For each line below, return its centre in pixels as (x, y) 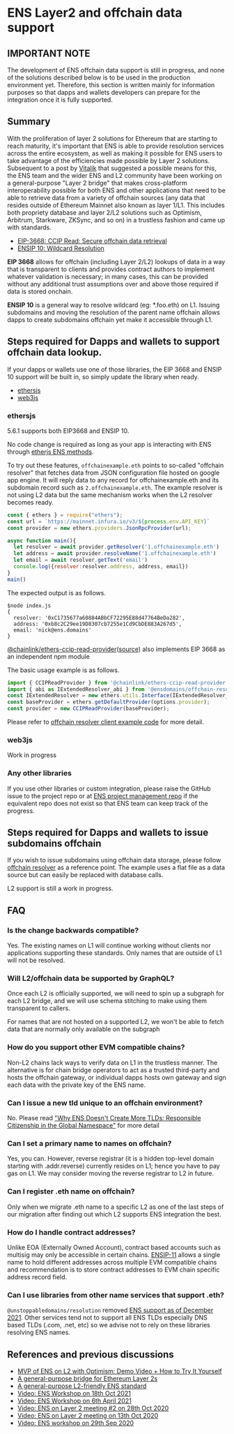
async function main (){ (42, 541)
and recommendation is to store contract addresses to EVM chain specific (114, 1269)
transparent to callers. (39, 1008)
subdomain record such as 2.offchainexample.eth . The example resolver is (115, 487)
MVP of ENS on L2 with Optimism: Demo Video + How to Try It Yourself (119, 1371)
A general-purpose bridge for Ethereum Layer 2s (87, 1379)
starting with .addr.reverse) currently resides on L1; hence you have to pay (114, 1166)
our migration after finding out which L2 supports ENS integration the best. (114, 1214)
